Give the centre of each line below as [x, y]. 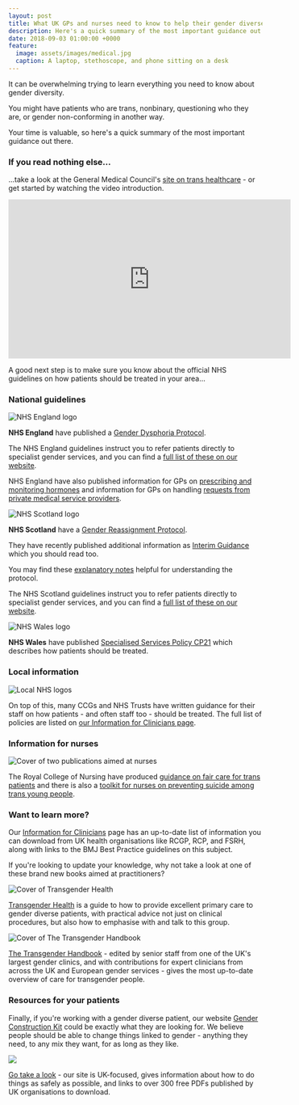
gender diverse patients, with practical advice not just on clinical [115, 913]
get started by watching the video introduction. [86, 188]
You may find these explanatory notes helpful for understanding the [120, 570]
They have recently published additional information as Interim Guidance [129, 546]
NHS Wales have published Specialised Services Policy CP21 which [121, 643]
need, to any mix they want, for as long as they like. [93, 1044]
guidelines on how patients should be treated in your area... [107, 379]
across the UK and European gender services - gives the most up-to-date [131, 971]
